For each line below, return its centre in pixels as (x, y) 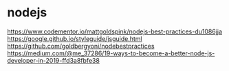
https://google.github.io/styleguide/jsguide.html (75, 38)
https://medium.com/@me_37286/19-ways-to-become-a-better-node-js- (111, 53)
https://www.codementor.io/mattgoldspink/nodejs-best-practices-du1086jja (115, 31)
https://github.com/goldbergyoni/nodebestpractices (81, 46)
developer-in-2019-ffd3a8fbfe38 (53, 60)
